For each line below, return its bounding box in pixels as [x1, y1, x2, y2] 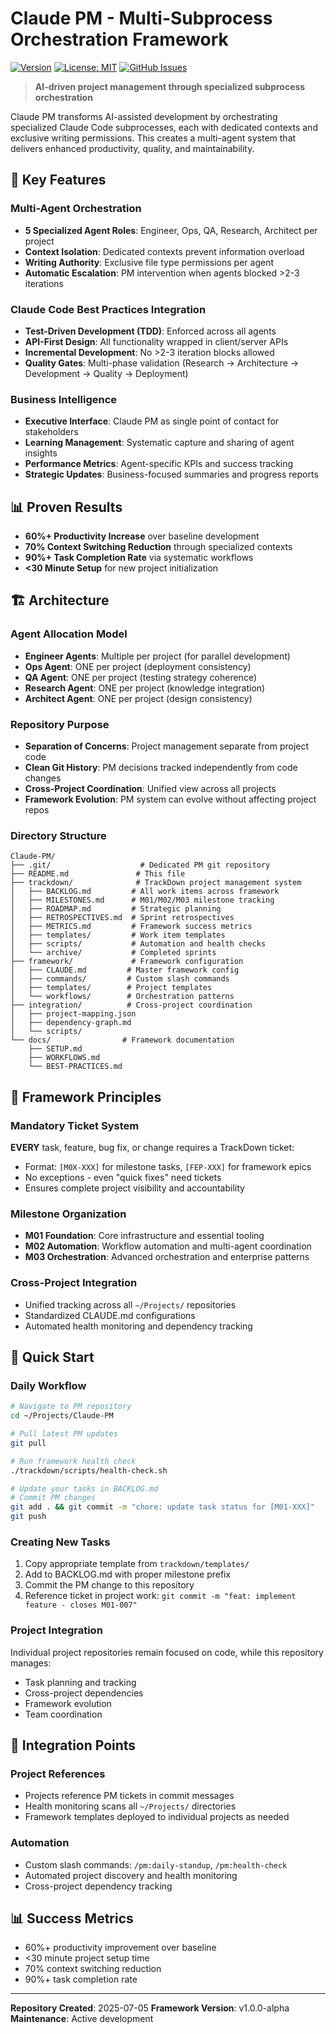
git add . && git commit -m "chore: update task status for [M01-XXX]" [10, 1502, 315, 1512]
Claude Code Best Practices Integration [10, 302, 207, 316]
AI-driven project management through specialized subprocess [34, 80, 306, 92]
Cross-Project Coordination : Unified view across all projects [24, 783, 277, 795]
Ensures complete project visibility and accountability [24, 1182, 245, 1194]
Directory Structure [10, 828, 107, 842]
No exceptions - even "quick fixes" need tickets [24, 1172, 222, 1183]
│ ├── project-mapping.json [10, 1009, 137, 1019]
